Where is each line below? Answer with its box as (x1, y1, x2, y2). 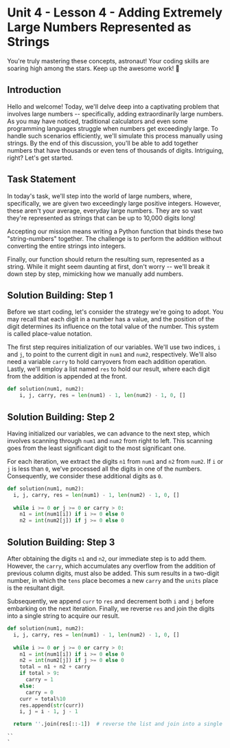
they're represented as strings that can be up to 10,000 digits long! (7, 213, 196, 222)
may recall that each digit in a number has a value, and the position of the (7, 315, 215, 323)
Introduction (7, 84, 62, 96)
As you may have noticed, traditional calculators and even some (7, 117, 188, 125)
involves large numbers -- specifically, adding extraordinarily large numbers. (7, 109, 224, 118)
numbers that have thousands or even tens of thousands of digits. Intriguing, (7, 146, 224, 154)
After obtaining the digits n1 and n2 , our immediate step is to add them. (7, 555, 207, 562)
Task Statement (7, 173, 76, 185)
